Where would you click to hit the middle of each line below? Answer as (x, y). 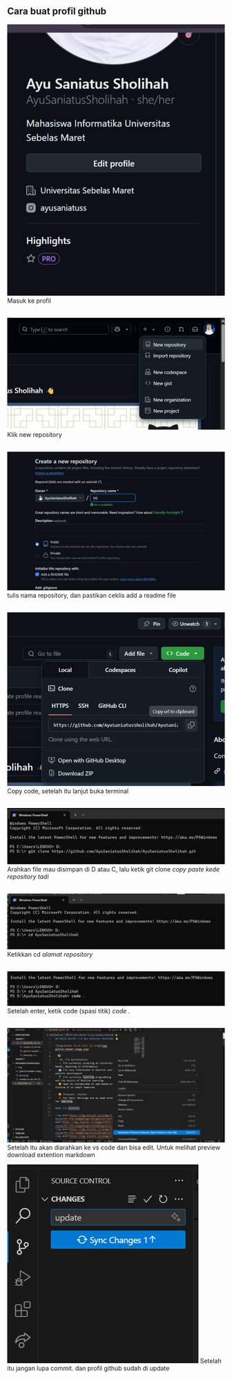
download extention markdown (51, 1154)
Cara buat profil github (57, 11)
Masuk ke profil (29, 301)
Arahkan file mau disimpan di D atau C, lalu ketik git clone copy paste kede (113, 869)
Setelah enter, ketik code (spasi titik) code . (69, 1011)
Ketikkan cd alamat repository (50, 955)
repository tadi (28, 876)
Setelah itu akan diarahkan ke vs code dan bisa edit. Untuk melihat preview (114, 1147)
